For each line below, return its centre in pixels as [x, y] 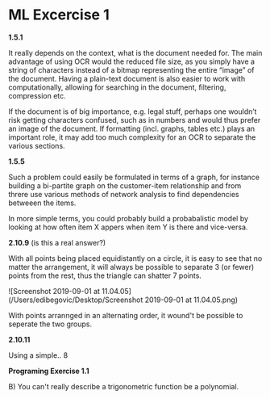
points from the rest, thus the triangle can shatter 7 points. [105, 275]
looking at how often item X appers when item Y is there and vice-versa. [128, 227]
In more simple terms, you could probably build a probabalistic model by [128, 218]
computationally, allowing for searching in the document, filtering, [117, 87]
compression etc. [37, 95]
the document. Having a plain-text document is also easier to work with [127, 78]
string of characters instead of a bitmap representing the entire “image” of [132, 69]
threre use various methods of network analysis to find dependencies [124, 194]
